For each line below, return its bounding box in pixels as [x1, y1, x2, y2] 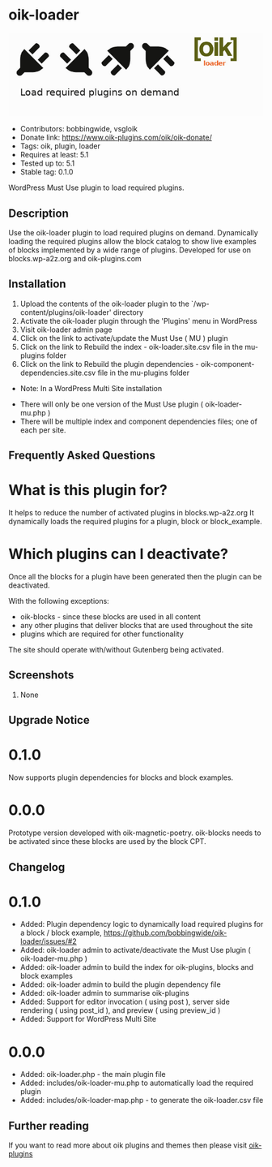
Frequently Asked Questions [8, 449, 156, 463]
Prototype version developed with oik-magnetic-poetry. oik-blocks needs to [8, 828, 261, 838]
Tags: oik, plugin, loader [19, 141, 101, 151]
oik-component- [200, 359, 255, 368]
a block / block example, [19, 928, 103, 938]
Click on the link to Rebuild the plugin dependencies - [19, 359, 199, 368]
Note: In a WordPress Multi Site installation [19, 383, 163, 393]
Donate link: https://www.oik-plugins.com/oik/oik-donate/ [19, 132, 213, 143]
